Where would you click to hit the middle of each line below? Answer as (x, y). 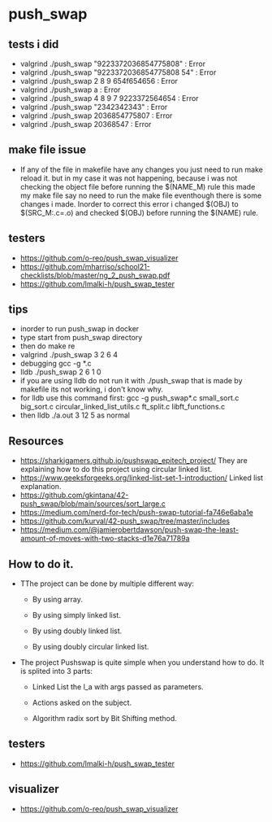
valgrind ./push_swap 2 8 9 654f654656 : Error (99, 81)
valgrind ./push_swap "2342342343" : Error (94, 107)
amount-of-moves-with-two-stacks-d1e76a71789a (105, 539)
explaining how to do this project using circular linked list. (116, 470)
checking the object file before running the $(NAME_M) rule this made (138, 186)
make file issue (47, 150)
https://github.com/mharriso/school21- (85, 266)
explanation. (41, 487)
